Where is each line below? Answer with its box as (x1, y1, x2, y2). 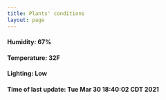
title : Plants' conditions (7, 10, 85, 17)
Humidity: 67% (7, 38, 52, 46)
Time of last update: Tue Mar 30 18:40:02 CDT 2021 (7, 85, 159, 93)
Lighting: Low (7, 70, 47, 78)
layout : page (7, 17, 45, 23)
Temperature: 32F (7, 53, 60, 62)
